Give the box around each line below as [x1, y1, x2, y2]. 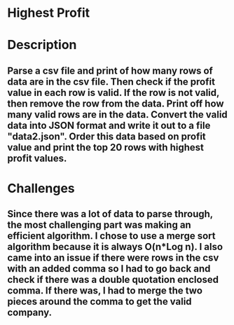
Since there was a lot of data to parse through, [7, 208, 214, 220]
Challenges [7, 180, 75, 196]
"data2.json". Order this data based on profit [7, 130, 207, 142]
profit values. [7, 152, 67, 164]
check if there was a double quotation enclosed [7, 274, 219, 286]
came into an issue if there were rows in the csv [7, 252, 219, 264]
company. [7, 307, 53, 319]
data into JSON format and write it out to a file [7, 119, 211, 131]
